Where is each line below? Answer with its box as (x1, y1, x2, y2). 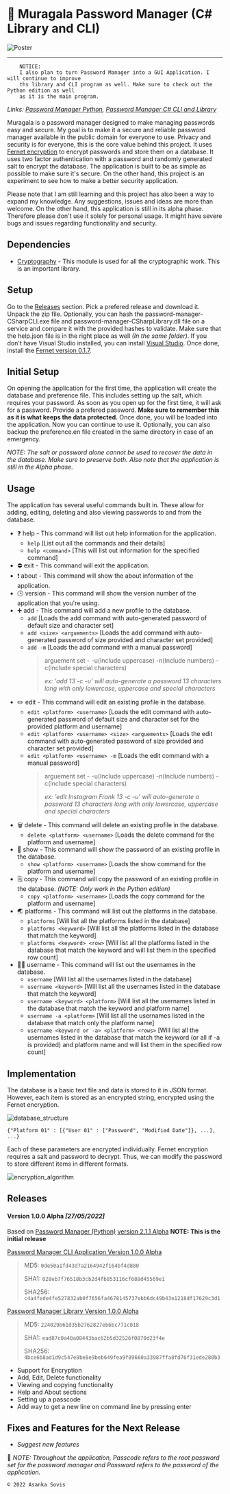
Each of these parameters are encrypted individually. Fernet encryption (7, 1145, 209, 1153)
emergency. (7, 435, 41, 443)
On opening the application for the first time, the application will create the (7, 384, 217, 393)
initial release (7, 1234, 47, 1242)
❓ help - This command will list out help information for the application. (16, 529, 217, 537)
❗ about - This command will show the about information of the (16, 572, 194, 580)
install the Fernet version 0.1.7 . (7, 346, 92, 354)
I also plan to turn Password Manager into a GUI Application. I (19, 69, 210, 76)
